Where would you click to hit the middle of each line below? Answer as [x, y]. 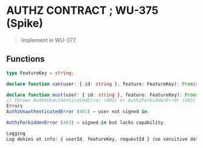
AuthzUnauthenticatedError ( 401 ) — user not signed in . [78, 112]
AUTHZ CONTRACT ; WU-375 [82, 11]
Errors [14, 106]
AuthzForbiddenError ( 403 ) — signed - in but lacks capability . [86, 123]
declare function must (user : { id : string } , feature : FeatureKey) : [94, 95]
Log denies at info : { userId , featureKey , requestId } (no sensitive [97, 139]
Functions [26, 59]
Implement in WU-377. [49, 40]
